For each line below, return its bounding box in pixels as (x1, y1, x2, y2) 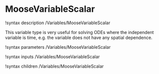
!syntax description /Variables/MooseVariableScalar (5, 20, 111, 26)
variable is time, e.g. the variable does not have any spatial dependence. (5, 35, 153, 40)
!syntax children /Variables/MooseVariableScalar (5, 63, 104, 69)
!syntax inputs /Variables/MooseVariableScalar (5, 53, 100, 60)
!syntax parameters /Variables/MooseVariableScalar (5, 44, 111, 50)
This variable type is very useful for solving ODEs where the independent (5, 29, 154, 35)
